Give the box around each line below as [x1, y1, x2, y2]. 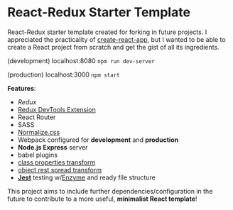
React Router [17, 113, 56, 121]
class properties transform [17, 157, 96, 167]
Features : [7, 84, 36, 92]
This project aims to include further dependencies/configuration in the [7, 187, 213, 195]
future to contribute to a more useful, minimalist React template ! [7, 194, 197, 203]
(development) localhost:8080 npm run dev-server [7, 56, 155, 65]
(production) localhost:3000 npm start [7, 70, 121, 79]
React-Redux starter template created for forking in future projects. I [7, 28, 207, 36]
